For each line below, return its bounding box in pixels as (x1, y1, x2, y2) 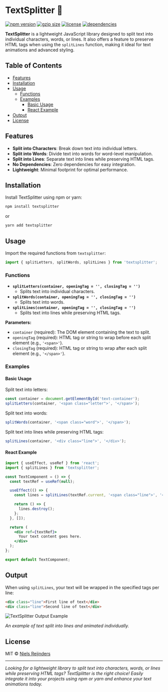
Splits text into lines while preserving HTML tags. (19, 310, 121, 316)
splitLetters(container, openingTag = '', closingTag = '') (12, 284, 140, 289)
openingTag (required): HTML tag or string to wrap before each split (12, 335, 151, 341)
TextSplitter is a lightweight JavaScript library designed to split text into (5, 31, 153, 37)
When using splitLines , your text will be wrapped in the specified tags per (5, 584, 159, 590)
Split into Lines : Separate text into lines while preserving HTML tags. (12, 156, 154, 162)
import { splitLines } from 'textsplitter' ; (5, 465, 99, 470)
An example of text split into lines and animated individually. (5, 623, 129, 629)
